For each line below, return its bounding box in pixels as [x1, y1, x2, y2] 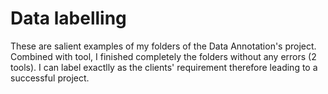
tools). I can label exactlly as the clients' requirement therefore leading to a [10, 61, 318, 73]
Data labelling [10, 7, 127, 30]
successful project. [10, 72, 90, 84]
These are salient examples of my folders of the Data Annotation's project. [10, 40, 317, 52]
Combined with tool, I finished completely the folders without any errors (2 [10, 50, 317, 62]
